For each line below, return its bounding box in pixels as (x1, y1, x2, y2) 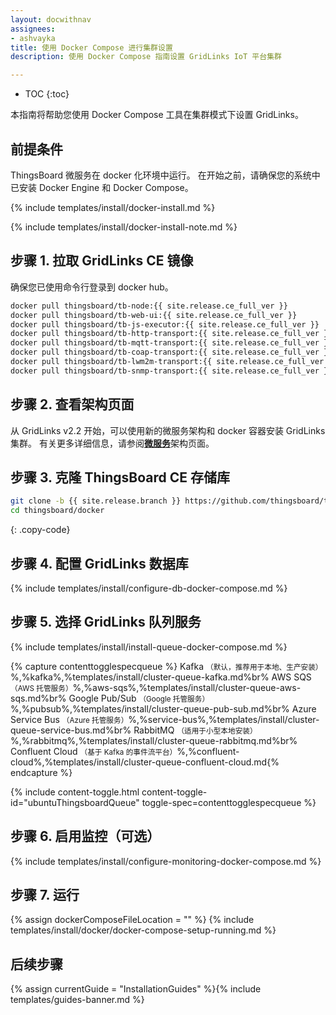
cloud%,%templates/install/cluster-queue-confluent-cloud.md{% (10, 756, 280, 768)
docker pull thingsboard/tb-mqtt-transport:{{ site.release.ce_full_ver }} (10, 338, 333, 348)
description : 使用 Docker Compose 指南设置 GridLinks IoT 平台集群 (10, 52, 282, 62)
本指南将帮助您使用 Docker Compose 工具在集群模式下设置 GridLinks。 (10, 109, 304, 121)
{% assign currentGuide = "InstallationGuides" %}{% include (10, 983, 262, 995)
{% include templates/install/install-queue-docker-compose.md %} (10, 641, 288, 653)
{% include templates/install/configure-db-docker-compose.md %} (10, 582, 288, 594)
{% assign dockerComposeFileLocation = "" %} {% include (10, 914, 255, 926)
